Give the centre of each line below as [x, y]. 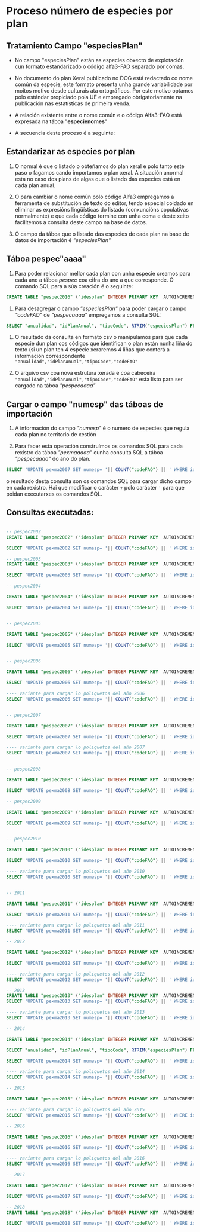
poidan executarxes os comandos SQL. [54, 494]
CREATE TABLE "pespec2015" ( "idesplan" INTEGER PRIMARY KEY [82, 1099]
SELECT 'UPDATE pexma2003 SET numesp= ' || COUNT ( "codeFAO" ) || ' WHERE [97, 575]
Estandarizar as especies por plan [71, 152]
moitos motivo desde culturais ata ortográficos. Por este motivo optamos [104, 91]
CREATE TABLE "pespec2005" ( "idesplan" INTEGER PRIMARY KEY [82, 634]
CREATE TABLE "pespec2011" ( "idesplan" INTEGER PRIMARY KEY [82, 904]
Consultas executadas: [50, 513]
